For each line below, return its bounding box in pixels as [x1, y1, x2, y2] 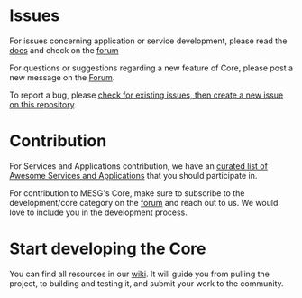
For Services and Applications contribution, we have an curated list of [9, 160, 269, 172]
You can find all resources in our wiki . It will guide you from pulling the [9, 268, 270, 279]
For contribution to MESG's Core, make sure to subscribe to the [9, 187, 245, 199]
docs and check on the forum [9, 44, 119, 55]
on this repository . [9, 98, 77, 109]
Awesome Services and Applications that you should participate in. [9, 170, 258, 181]
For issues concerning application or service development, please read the [9, 35, 288, 46]
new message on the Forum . [9, 71, 115, 82]
